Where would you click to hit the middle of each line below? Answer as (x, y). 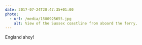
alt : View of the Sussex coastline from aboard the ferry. (76, 23)
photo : (12, 14)
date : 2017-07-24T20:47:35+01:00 (39, 10)
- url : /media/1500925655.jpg (40, 19)
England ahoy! (20, 37)
